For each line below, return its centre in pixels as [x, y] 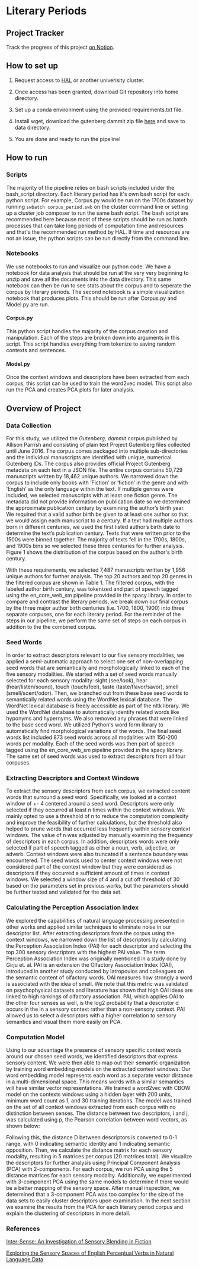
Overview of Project [44, 408]
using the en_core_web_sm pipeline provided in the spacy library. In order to [99, 595]
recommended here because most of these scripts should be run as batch [97, 219]
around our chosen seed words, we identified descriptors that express [92, 1057]
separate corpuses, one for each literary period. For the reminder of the [94, 614]
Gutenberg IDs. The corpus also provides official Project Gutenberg [88, 463]
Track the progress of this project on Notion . [60, 47]
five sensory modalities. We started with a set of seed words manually [92, 674]
